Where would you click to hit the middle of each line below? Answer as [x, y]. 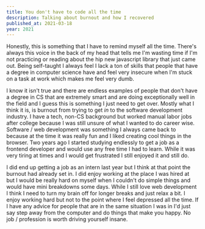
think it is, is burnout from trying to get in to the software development [95, 110]
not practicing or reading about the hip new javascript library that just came [101, 59]
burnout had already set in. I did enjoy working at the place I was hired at [98, 174]
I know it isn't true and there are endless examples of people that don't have [102, 91]
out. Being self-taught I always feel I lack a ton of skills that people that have [102, 66]
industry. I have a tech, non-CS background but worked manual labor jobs [99, 117]
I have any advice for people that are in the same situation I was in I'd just [99, 206]
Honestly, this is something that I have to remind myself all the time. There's [102, 46]
